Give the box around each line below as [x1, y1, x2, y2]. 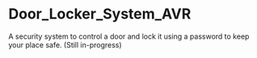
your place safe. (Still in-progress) [8, 39, 123, 49]
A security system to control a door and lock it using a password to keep [8, 31, 250, 41]
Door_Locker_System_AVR [8, 5, 192, 23]
